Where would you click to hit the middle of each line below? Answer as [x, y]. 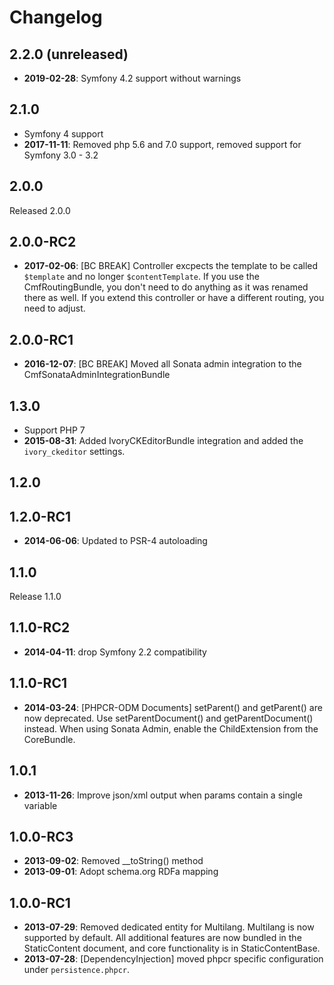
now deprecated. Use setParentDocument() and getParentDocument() [168, 718]
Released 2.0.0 [40, 210]
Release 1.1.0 [35, 597]
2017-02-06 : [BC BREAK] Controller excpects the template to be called [171, 266]
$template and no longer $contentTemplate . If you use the [141, 277]
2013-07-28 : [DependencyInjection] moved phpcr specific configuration [173, 959]
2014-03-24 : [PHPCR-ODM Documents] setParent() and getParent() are [173, 707]
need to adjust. [54, 308]
